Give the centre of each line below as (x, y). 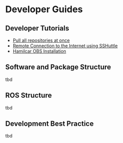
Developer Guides (44, 9)
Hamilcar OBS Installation (39, 51)
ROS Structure (29, 95)
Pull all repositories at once (41, 40)
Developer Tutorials (37, 28)
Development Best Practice (50, 124)
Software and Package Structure (58, 67)
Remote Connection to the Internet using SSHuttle (65, 46)
